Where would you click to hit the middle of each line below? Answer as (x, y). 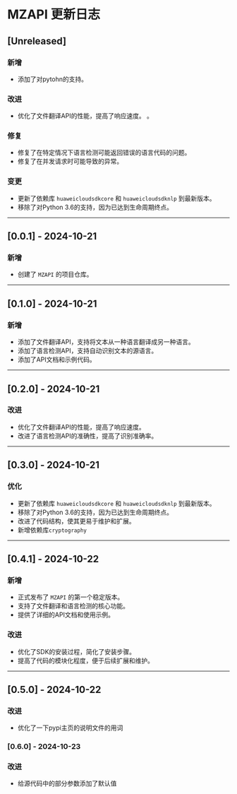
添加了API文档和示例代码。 (57, 360)
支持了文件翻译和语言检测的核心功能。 (73, 606)
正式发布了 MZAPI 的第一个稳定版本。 (71, 597)
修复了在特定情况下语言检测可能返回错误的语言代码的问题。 (104, 153)
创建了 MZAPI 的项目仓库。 (55, 274)
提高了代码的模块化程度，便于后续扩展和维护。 (85, 660)
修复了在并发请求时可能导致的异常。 (70, 161)
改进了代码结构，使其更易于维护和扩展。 (76, 521)
